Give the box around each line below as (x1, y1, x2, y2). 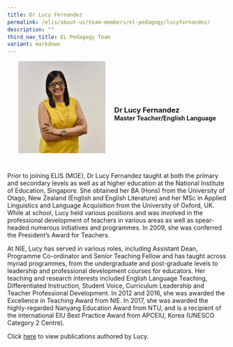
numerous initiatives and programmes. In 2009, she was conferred (30, 223, 222, 232)
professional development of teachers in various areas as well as (7, 216, 194, 225)
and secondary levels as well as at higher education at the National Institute (7, 179, 225, 188)
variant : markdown (7, 40, 61, 48)
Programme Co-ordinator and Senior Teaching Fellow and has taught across (7, 252, 227, 260)
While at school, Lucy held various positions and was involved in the (7, 209, 204, 217)
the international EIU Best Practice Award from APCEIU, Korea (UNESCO (7, 311, 215, 320)
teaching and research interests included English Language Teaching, (7, 274, 208, 283)
